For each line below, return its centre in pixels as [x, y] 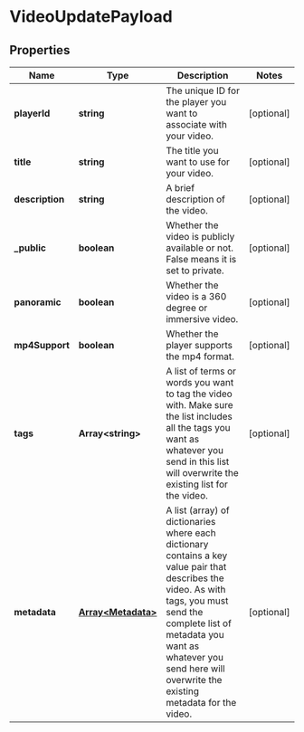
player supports [199, 345]
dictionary [187, 544]
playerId [32, 113]
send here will [195, 669]
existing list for [197, 484]
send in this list [198, 461]
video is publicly [200, 237]
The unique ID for [203, 90]
